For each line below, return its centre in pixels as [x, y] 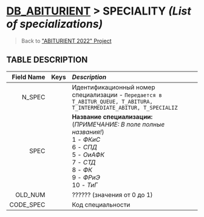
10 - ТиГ [85, 185]
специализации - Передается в [117, 95]
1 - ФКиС [86, 139]
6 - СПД [84, 147]
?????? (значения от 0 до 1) [112, 195]
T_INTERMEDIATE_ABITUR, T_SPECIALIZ [125, 108]
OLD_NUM [30, 195]
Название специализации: [112, 116]
